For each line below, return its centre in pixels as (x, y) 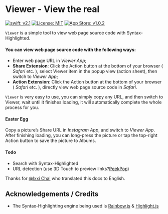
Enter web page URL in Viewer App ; (49, 60)
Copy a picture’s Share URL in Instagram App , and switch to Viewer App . (80, 130)
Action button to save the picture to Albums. (51, 140)
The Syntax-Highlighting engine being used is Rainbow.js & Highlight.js (86, 206)
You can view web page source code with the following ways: (71, 49)
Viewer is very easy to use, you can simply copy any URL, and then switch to (84, 97)
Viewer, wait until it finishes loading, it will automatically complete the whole (83, 102)
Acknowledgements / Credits (52, 194)
